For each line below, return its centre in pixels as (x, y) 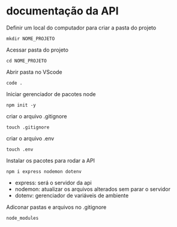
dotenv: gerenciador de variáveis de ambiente (72, 195)
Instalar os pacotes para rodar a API (50, 160)
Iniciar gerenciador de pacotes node (51, 94)
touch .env (20, 149)
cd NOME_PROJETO (26, 61)
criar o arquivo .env (30, 138)
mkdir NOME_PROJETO (31, 38)
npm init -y (21, 105)
